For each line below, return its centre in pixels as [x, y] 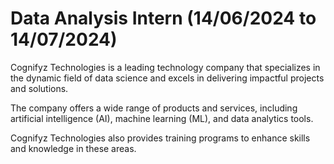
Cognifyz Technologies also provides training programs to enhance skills [160, 138]
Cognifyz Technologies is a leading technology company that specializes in [165, 67]
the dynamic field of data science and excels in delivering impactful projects [167, 78]
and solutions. [39, 88]
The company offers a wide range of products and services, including [154, 108]
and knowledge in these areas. [73, 148]
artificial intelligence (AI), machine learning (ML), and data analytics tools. [162, 118]
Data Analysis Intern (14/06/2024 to [163, 18]
